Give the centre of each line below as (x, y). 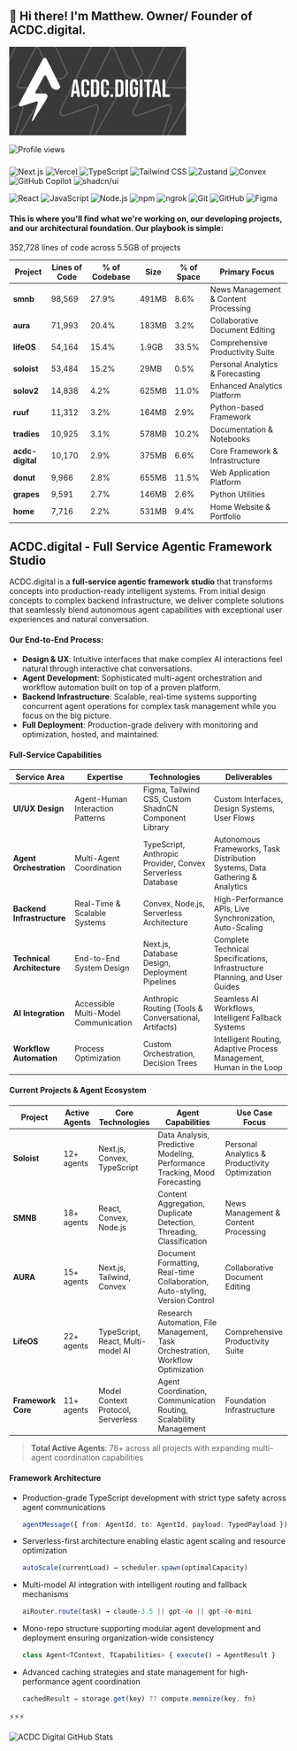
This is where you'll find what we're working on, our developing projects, (146, 219)
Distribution (235, 859)
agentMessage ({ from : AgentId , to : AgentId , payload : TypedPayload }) (155, 1524)
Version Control (186, 1300)
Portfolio (225, 516)
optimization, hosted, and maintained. (91, 735)
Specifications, (240, 958)
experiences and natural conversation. (79, 619)
